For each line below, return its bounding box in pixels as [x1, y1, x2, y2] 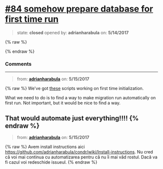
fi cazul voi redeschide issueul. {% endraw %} [5, 159, 98, 165]
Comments [5, 61, 32, 67]
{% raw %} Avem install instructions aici [5, 144, 85, 150]
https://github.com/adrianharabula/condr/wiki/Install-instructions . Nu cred [5, 149, 153, 155]
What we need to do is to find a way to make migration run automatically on [5, 95, 156, 101]
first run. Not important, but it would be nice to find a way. [5, 100, 121, 106]
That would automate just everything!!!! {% [5, 114, 139, 122]
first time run [5, 14, 59, 25]
